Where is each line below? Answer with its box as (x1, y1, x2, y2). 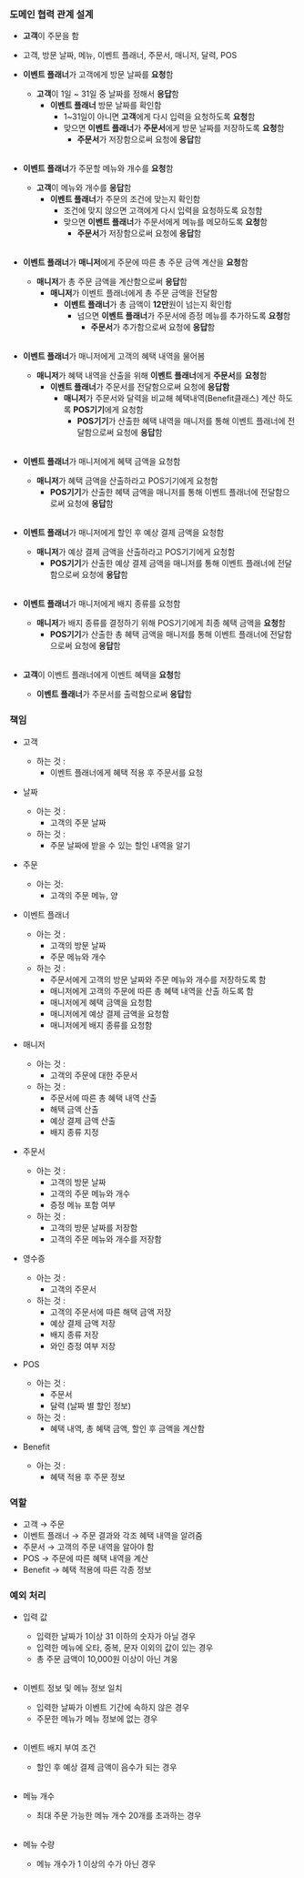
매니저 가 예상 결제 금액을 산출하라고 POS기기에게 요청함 (35, 546, 236, 557)
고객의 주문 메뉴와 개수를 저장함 (49, 1233, 162, 1244)
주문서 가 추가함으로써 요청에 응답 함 (90, 321, 216, 333)
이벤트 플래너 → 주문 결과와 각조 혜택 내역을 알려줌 (22, 1529, 203, 1540)
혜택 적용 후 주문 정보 (49, 1471, 126, 1482)
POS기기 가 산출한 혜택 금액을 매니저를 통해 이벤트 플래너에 (49, 487, 259, 498)
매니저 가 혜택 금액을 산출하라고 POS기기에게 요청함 (35, 475, 218, 486)
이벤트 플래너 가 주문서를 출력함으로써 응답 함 (35, 689, 193, 700)
